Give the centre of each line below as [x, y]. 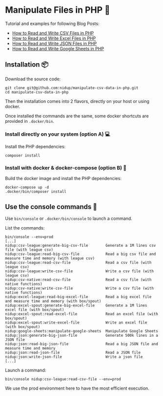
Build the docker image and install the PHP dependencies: [63, 179]
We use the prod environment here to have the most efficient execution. [77, 388]
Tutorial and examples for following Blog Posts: [52, 23]
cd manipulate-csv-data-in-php [37, 92]
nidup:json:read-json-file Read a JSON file [73, 353]
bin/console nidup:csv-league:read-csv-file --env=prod [63, 379]
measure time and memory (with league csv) [50, 258]
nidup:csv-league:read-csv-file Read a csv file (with [78, 263]
